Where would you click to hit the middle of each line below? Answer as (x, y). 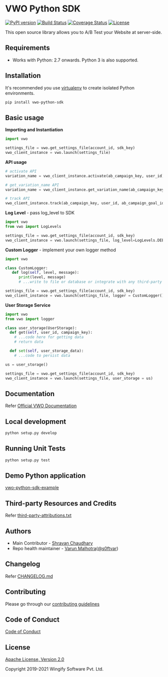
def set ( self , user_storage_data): (47, 351)
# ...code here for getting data (49, 337)
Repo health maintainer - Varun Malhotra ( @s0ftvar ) (65, 548)
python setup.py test (28, 460)
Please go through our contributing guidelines (52, 604)
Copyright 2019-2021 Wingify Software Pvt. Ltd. (54, 669)
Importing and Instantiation (34, 130)
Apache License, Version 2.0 (35, 660)
